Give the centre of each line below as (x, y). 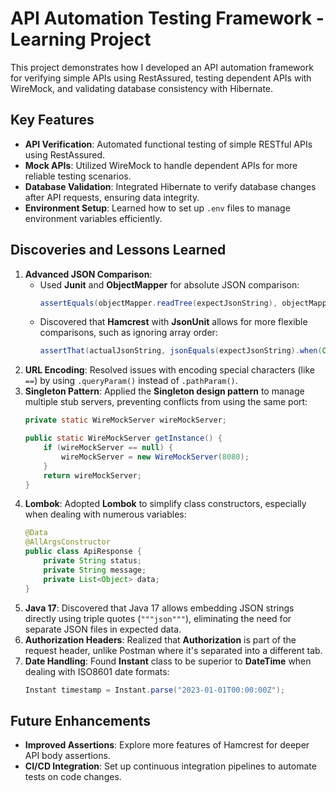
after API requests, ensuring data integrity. (112, 197)
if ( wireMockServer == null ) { (108, 448)
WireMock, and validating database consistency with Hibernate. (142, 88)
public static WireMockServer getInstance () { (123, 438)
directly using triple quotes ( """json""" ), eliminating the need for (158, 618)
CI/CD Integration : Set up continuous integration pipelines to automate (170, 766)
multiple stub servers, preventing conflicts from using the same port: (166, 402)
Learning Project (81, 39)
